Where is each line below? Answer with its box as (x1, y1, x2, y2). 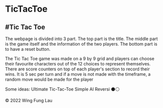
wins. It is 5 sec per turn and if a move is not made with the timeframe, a (5, 71, 151, 77)
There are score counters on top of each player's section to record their (5, 66, 150, 72)
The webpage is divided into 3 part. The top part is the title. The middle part (5, 36, 158, 42)
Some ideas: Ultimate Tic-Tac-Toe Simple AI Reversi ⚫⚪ (5, 86, 120, 92)
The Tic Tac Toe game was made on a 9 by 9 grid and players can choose (5, 56, 155, 62)
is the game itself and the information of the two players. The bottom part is (5, 41, 158, 47)
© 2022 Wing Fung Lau (5, 98, 53, 103)
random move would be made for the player (5, 77, 93, 82)
